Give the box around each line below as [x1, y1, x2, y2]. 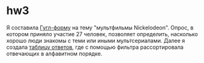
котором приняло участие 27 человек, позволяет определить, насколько [6, 30, 199, 37]
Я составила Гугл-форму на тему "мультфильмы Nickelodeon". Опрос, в [6, 24, 194, 31]
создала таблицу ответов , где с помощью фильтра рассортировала [6, 43, 184, 51]
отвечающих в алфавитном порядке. [6, 50, 103, 57]
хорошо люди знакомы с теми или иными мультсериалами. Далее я [6, 37, 185, 44]
